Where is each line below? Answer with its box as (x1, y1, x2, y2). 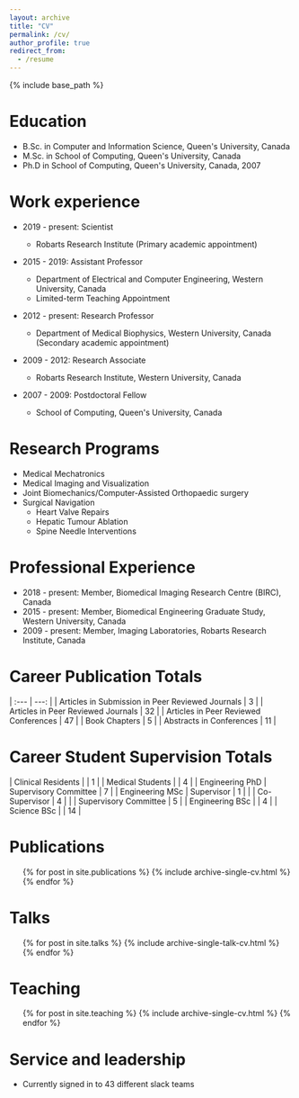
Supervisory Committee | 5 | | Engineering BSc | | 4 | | (78, 796, 278, 806)
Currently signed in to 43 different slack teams (22, 1079, 195, 1090)
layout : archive (9, 13, 70, 22)
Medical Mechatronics (22, 468, 105, 479)
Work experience (9, 192, 141, 212)
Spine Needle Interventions (35, 526, 137, 536)
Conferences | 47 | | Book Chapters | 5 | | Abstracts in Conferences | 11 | (9, 715, 277, 725)
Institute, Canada (22, 634, 86, 645)
